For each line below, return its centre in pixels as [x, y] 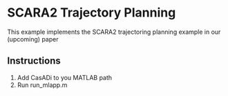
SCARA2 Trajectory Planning [92, 13]
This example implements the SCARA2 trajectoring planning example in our [114, 32]
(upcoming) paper [33, 39]
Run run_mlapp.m [42, 85]
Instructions [34, 61]
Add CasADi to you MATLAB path [65, 77]
